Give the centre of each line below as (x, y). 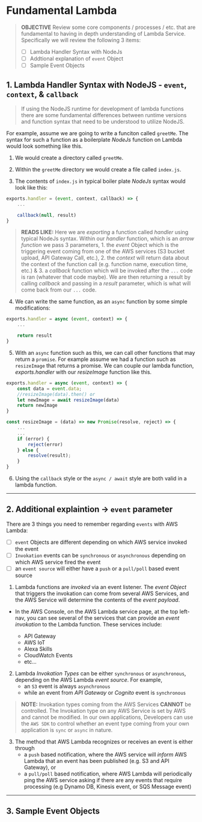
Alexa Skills (38, 649)
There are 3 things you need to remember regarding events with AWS (92, 524)
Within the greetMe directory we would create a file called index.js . (98, 169)
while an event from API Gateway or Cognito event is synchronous (105, 693)
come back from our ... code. (59, 290)
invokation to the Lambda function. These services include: (88, 625)
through (25, 748)
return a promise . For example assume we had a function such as (95, 359)
